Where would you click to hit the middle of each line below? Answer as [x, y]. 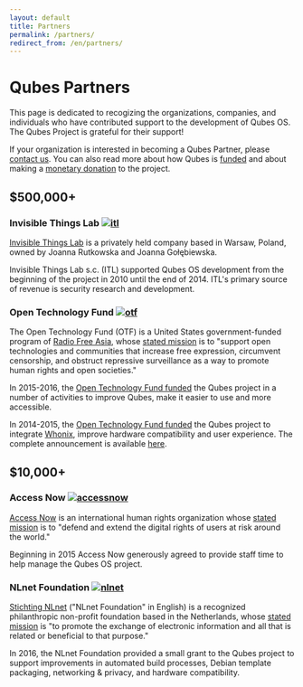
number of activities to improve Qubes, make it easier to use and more [140, 398]
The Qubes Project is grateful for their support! [97, 132]
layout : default [40, 18]
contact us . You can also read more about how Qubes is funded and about [148, 159]
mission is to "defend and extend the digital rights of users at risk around [145, 527]
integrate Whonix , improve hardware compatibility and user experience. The [151, 434]
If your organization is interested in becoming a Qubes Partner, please [140, 149]
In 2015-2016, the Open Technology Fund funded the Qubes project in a [143, 388]
